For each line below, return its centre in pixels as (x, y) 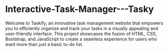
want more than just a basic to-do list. (44, 44)
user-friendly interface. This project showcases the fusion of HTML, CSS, (81, 33)
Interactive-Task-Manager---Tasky (79, 9)
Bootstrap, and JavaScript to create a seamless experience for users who (81, 39)
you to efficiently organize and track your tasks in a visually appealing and (82, 28)
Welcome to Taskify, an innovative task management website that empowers (84, 23)
